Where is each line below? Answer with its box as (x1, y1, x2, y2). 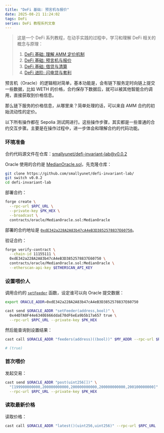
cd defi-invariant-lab (5, 180, 51, 185)
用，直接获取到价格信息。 (5, 92, 57, 98)
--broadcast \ (9, 213, 38, 218)
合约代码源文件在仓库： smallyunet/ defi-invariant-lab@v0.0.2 (5, 151, 127, 157)
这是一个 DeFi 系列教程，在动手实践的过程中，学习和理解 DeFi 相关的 (17, 35, 156, 41)
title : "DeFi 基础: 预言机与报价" (5, 7, 69, 12)
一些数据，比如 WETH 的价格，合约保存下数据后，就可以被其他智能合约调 (5, 86, 153, 92)
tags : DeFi (5, 16, 27, 21)
